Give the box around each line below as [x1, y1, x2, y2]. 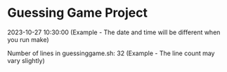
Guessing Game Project [7, 5, 148, 21]
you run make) [7, 35, 49, 43]
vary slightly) [7, 56, 46, 64]
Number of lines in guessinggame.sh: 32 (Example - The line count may [7, 49, 215, 57]
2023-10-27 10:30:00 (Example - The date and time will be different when [7, 28, 221, 36]
